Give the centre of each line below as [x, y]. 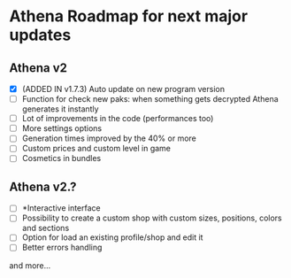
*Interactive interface [61, 208]
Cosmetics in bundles [61, 158]
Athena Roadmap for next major [129, 16]
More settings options [62, 128]
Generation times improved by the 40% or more [109, 138]
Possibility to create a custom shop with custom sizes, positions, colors [152, 218]
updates [40, 35]
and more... [30, 265]
